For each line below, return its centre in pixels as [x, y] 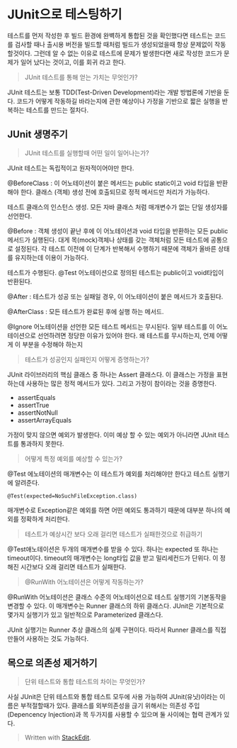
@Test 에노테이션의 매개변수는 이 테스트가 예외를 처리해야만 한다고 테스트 [109, 474]
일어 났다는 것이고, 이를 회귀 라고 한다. [73, 62]
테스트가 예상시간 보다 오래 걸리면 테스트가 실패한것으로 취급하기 [114, 534]
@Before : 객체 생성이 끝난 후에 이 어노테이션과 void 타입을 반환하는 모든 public [118, 230]
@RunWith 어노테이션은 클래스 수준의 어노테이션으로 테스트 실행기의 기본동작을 [117, 597]
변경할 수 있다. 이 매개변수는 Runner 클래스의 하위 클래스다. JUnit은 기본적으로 [116, 605]
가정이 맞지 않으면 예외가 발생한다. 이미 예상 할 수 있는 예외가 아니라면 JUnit [112, 435]
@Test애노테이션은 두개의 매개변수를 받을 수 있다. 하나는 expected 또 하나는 [113, 549]
